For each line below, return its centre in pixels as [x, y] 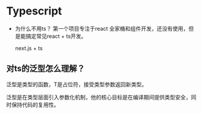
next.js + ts [29, 48]
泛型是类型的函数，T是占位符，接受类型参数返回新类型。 [77, 84]
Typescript [34, 11]
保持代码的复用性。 [35, 104]
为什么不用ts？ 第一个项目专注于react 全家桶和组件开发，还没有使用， [102, 28]
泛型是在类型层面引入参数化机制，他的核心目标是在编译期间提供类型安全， [99, 97]
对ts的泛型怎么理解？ [46, 68]
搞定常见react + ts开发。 [56, 36]
